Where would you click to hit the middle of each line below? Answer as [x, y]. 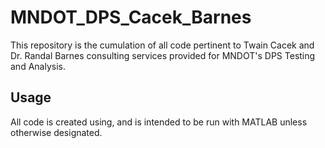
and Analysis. [38, 66]
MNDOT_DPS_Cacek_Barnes [131, 17]
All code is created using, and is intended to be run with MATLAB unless [159, 122]
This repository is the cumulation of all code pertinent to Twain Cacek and [162, 45]
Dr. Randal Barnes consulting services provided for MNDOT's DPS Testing [163, 55]
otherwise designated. [56, 132]
